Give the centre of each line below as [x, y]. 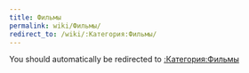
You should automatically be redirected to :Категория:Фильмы [124, 60]
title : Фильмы [36, 17]
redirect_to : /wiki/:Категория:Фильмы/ [83, 34]
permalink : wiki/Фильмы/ [55, 26]
